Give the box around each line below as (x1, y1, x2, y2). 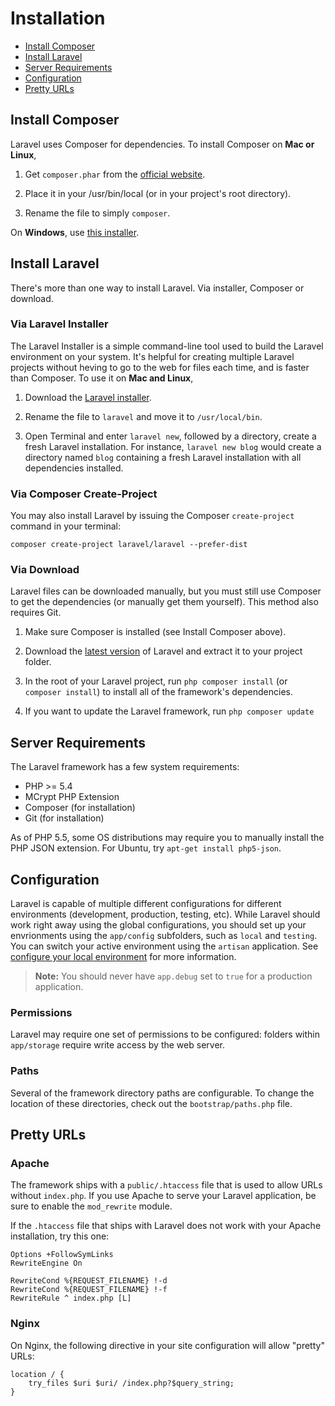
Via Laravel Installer (10, 317, 109, 331)
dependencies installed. (24, 462, 124, 474)
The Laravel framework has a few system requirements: (10, 761, 240, 773)
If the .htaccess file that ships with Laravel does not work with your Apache (10, 1220, 322, 1232)
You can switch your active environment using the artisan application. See (10, 940, 319, 952)
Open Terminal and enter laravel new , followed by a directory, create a (24, 430, 317, 442)
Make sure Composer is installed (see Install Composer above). (24, 626, 287, 638)
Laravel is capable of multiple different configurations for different (10, 898, 282, 910)
